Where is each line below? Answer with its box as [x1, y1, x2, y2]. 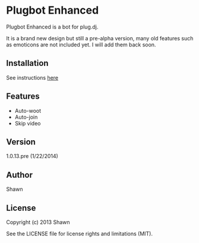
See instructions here [6, 74, 59, 81]
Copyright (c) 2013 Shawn [6, 219, 70, 226]
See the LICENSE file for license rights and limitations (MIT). [6, 230, 153, 237]
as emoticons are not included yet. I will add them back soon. [6, 41, 156, 48]
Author [6, 170, 33, 180]
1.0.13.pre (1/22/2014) [6, 153, 58, 160]
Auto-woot [14, 107, 42, 114]
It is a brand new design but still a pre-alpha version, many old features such [6, 34, 194, 42]
